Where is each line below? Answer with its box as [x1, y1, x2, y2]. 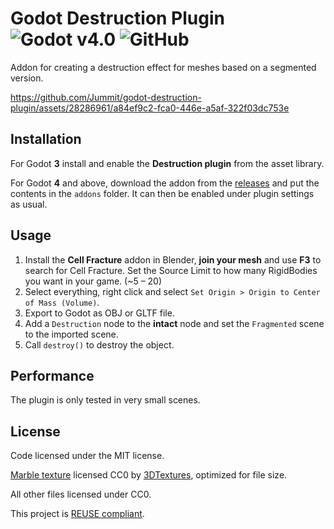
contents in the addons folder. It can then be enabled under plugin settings [10, 187, 315, 199]
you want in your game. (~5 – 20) [24, 275, 163, 287]
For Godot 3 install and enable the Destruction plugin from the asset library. [10, 157, 325, 169]
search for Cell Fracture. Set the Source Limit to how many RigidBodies [24, 264, 318, 276]
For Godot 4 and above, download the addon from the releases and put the [10, 177, 320, 189]
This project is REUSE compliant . [10, 508, 145, 520]
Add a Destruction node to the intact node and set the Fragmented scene [24, 317, 325, 329]
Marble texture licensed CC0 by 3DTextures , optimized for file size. [10, 469, 288, 481]
